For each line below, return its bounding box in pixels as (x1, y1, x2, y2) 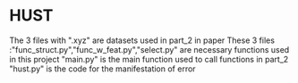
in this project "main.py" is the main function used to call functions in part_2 (9, 54, 289, 64)
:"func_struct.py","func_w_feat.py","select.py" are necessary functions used (9, 44, 290, 54)
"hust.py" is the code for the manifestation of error (9, 63, 196, 74)
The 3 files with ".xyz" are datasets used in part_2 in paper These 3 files (9, 35, 276, 46)
